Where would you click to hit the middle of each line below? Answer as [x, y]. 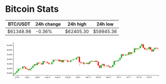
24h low [105, 24]
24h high [77, 24]
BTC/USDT [19, 24]
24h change [48, 24]
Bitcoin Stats [32, 9]
